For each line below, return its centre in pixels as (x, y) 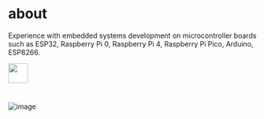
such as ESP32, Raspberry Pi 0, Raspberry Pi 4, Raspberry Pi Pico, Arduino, (131, 43)
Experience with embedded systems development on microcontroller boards (132, 35)
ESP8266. (24, 52)
